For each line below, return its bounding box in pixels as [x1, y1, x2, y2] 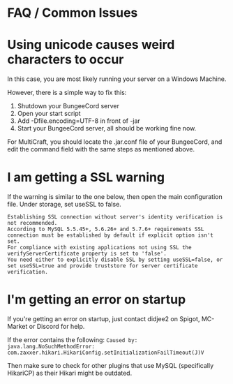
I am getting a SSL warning [7, 170, 165, 186]
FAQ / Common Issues [7, 5, 138, 21]
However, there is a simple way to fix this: [7, 89, 127, 97]
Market [7, 323, 28, 330]
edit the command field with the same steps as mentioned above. [7, 145, 195, 154]
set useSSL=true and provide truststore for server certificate [7, 263, 198, 269]
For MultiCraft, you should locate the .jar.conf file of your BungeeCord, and [7, 138, 223, 146]
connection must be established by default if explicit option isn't [7, 232, 214, 239]
